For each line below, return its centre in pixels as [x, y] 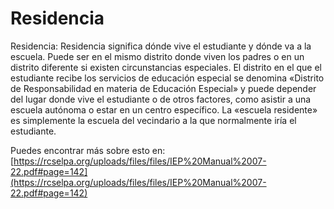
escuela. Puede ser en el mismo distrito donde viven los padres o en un [157, 56]
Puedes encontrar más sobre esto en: [88, 150]
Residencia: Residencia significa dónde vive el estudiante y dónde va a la [161, 46]
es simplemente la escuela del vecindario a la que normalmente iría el [153, 120]
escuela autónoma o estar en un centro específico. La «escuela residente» [164, 109]
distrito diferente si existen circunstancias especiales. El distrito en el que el [166, 67]
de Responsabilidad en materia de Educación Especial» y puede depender [163, 88]
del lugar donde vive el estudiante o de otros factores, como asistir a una [161, 99]
